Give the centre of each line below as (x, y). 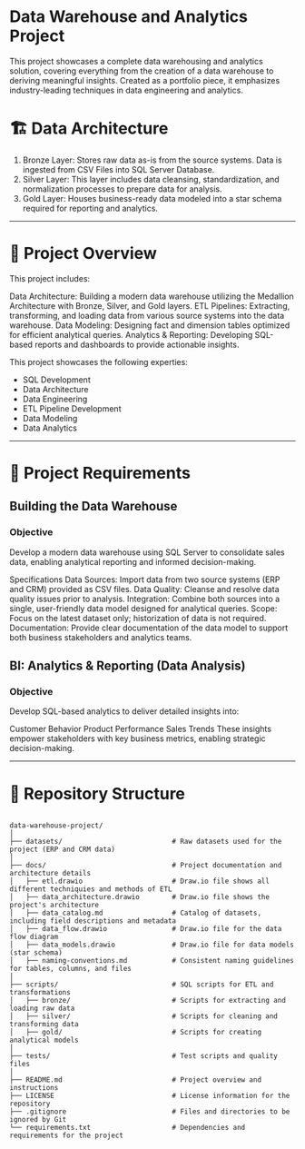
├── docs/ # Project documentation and (146, 866)
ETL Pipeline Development (72, 408)
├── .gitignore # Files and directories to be (150, 1112)
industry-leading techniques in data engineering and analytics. (126, 90)
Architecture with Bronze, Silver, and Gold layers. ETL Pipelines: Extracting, (150, 305)
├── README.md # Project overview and (135, 1080)
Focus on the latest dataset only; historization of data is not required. (138, 618)
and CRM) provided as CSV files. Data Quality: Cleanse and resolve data (144, 589)
